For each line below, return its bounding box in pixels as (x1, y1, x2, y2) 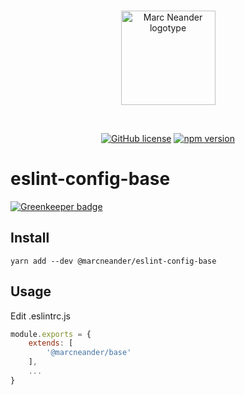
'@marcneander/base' (46, 348, 132, 358)
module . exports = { (10, 329, 92, 339)
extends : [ (28, 338, 74, 349)
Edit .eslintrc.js (10, 310, 71, 322)
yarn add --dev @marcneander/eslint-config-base (10, 256, 217, 266)
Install (10, 230, 50, 247)
